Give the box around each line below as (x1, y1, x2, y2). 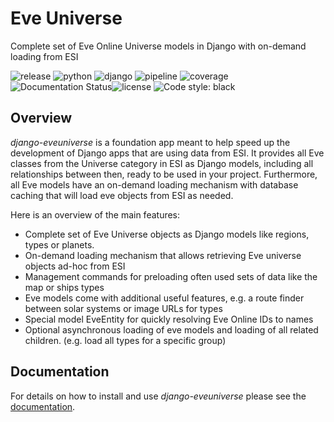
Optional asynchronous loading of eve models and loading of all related (24, 323, 319, 336)
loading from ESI (10, 50, 79, 62)
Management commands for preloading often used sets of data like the (24, 270, 318, 282)
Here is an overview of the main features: (10, 208, 181, 221)
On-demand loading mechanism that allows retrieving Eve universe (24, 249, 302, 261)
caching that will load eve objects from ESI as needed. (10, 189, 234, 201)
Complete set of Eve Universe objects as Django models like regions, (24, 228, 310, 240)
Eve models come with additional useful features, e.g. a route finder (24, 292, 305, 304)
